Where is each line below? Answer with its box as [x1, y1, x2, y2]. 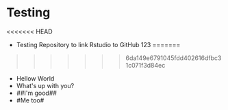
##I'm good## [16, 89, 58, 97]
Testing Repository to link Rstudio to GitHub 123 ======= [16, 40, 181, 49]
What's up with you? [16, 81, 75, 90]
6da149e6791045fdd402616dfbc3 [125, 53, 222, 62]
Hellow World [16, 74, 55, 83]
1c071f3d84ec [125, 61, 166, 69]
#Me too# [16, 96, 45, 104]
